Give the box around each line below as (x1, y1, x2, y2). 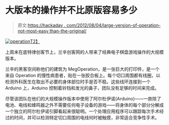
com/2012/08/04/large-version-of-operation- (66, 22, 161, 28)
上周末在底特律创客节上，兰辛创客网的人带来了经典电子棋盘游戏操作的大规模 (5, 49, 164, 55)
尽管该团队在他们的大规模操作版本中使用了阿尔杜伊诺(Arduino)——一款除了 (5, 95, 161, 101)
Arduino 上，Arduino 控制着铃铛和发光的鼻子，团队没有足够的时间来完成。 (5, 85, 159, 91)
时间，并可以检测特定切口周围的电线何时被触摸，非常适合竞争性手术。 (14, 114, 159, 120)
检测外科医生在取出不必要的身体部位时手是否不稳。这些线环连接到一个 (5, 79, 151, 85)
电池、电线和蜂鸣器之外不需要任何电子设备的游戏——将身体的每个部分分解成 (5, 102, 164, 108)
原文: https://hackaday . (17, 22, 66, 28)
